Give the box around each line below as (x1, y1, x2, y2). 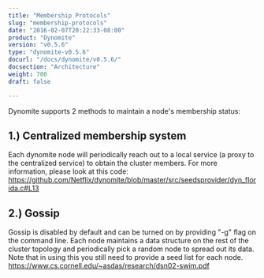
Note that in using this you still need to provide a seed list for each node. (8, 253, 244, 262)
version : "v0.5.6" (8, 41, 69, 49)
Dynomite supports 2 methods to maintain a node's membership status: (8, 106, 240, 115)
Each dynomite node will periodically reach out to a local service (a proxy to (8, 150, 255, 160)
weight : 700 (8, 70, 47, 78)
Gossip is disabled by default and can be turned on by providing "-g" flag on (8, 227, 257, 237)
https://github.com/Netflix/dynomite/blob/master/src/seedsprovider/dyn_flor (8, 175, 257, 185)
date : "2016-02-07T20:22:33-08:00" (8, 26, 125, 34)
